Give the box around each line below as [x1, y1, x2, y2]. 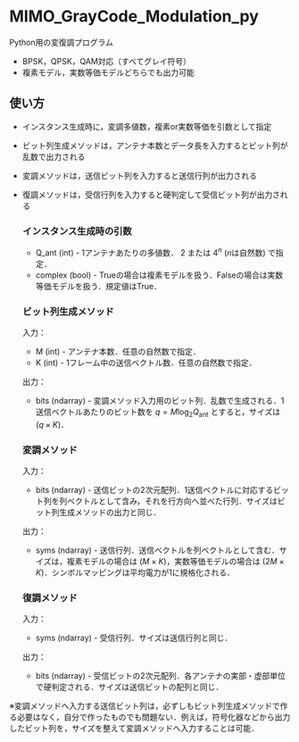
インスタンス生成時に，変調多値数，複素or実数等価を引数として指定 [21, 121, 272, 131]
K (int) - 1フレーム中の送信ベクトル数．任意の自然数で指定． [35, 357, 257, 368]
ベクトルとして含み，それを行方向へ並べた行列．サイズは [66, 496, 278, 506]
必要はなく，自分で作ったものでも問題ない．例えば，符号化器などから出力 [16, 712, 291, 722]
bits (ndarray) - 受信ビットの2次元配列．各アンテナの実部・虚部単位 [35, 671, 286, 681]
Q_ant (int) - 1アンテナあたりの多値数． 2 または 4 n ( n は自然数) [35, 246, 266, 258]
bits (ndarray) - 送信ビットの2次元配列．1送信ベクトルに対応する [35, 485, 274, 496]
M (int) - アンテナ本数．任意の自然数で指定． [35, 346, 201, 356]
